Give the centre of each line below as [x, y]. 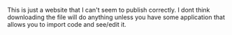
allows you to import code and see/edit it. [67, 24]
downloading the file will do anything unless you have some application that [116, 17]
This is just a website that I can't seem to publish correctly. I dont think [109, 10]
